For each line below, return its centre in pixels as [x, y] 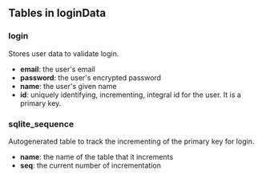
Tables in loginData [57, 13]
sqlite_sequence [41, 123]
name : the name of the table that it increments [97, 156]
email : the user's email [58, 69]
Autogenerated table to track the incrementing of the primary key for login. [131, 141]
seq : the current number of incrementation [91, 165]
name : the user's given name [68, 86]
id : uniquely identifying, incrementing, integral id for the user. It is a [131, 95]
